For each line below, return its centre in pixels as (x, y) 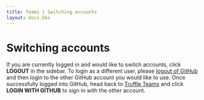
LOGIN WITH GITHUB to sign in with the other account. (76, 91)
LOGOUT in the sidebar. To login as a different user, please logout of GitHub (102, 71)
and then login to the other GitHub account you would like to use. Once (96, 77)
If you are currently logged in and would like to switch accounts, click (94, 65)
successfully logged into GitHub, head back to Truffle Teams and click (95, 84)
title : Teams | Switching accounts (52, 12)
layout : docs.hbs (28, 18)
